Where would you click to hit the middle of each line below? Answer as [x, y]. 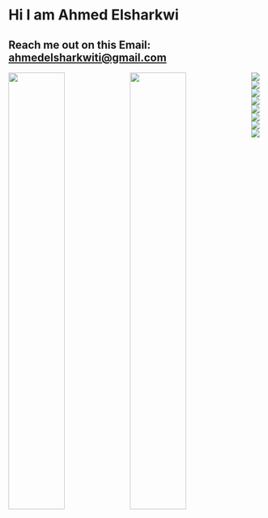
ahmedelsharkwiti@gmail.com [88, 57]
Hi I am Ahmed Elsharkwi [94, 15]
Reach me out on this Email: [80, 45]
